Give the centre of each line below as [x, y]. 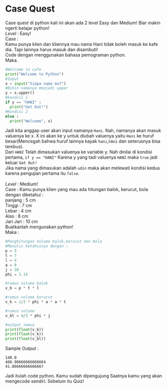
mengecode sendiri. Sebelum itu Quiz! [45, 381]
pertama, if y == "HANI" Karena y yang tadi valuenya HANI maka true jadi [81, 157]
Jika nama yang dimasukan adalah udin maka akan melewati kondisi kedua [82, 168]
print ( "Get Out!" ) [29, 107]
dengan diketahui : [24, 195]
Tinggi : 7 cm [19, 206]
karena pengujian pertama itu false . [42, 173]
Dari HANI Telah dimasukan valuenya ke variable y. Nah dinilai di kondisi [79, 152]
